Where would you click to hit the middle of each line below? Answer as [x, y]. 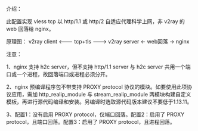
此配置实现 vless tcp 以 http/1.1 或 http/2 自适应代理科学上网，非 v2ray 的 [95, 21]
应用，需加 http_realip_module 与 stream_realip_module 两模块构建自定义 [101, 94]
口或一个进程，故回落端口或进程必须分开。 [58, 74]
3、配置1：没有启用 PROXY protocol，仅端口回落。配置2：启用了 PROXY [95, 114]
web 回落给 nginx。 [30, 29]
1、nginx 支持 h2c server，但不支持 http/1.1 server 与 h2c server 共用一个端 [98, 67]
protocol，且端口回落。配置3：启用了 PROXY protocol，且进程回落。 [91, 122]
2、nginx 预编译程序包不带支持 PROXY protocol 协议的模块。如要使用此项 [97, 87]
